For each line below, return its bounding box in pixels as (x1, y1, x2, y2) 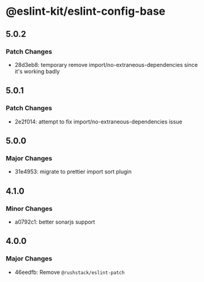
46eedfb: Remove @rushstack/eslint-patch (14, 268, 125, 276)
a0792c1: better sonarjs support (14, 218, 96, 225)
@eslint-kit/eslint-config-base (6, 4, 166, 18)
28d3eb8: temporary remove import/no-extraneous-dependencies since (14, 61, 198, 68)
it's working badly (14, 68, 60, 75)
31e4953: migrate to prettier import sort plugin (14, 168, 132, 176)
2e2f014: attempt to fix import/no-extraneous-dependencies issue (14, 118, 183, 125)
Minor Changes (6, 204, 53, 213)
